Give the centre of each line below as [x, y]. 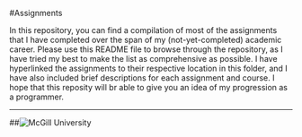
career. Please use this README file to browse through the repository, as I [146, 49]
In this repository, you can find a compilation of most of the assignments [143, 30]
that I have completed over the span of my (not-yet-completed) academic [146, 40]
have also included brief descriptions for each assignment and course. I [142, 78]
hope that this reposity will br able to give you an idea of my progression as [149, 87]
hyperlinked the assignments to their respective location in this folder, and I [148, 68]
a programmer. [37, 97]
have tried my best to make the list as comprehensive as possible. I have [143, 59]
